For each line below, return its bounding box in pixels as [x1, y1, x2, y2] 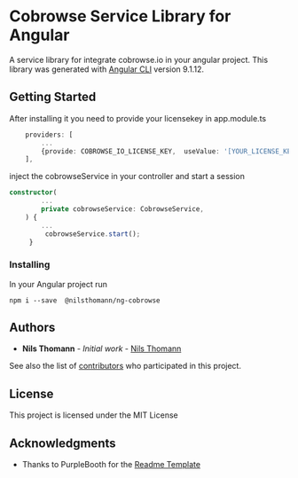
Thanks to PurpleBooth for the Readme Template [21, 459, 201, 470]
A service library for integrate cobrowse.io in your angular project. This [9, 54, 269, 65]
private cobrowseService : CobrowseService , [41, 205, 204, 214]
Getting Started [9, 90, 97, 105]
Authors [9, 320, 56, 335]
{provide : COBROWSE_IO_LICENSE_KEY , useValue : [41, 146, 220, 156]
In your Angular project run [9, 278, 108, 289]
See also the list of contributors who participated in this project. [9, 361, 242, 372]
